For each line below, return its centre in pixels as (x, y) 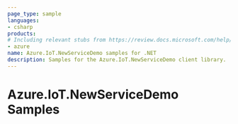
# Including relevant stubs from (57, 40)
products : (22, 33)
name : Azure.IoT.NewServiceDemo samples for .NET (82, 54)
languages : (23, 20)
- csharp (20, 27)
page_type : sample (34, 14)
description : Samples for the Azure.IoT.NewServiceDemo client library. (117, 60)
